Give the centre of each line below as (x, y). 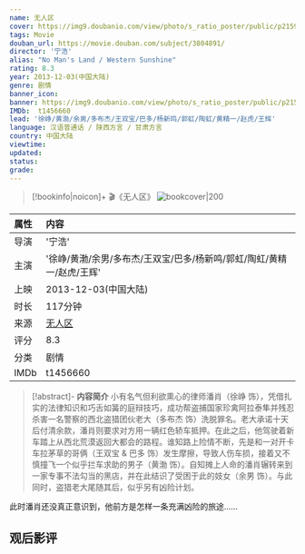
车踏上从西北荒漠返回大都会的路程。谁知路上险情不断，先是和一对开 (159, 442)
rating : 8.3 (32, 69)
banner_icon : (34, 94)
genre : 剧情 (30, 85)
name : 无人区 (32, 18)
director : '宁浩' (41, 52)
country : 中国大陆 (42, 136)
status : (24, 161)
